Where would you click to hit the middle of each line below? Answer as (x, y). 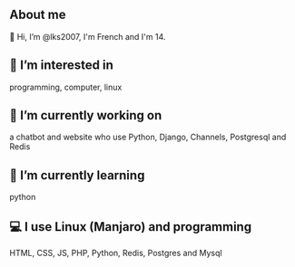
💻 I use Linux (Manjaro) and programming (131, 227)
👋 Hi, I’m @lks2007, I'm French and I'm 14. (88, 36)
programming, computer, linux (66, 87)
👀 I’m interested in (61, 66)
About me (38, 15)
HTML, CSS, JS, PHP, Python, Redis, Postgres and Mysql (116, 253)
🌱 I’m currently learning (77, 175)
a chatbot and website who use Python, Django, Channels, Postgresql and (148, 137)
